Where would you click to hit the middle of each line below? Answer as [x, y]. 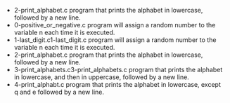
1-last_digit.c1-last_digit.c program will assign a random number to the [115, 40]
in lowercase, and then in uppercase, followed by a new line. [102, 77]
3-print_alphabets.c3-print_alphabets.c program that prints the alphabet [118, 70]
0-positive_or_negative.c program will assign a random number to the [115, 25]
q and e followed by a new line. [59, 92]
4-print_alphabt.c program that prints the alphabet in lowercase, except [117, 84]
